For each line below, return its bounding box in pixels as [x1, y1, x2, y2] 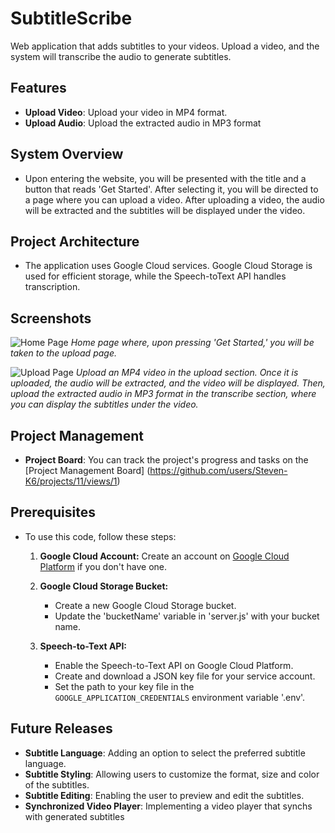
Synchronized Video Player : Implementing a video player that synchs [24, 800, 313, 812]
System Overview [10, 146, 124, 163]
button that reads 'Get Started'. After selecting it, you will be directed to [24, 183, 319, 195]
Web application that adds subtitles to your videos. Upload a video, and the [10, 40, 320, 52]
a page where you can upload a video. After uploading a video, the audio [24, 193, 325, 206]
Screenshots [10, 310, 92, 327]
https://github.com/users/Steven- [149, 465, 288, 476]
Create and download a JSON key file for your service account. [54, 670, 316, 682]
